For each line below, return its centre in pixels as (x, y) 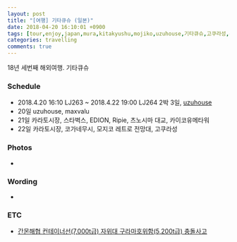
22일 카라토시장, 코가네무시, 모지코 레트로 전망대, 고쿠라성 (97, 129)
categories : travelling (42, 40)
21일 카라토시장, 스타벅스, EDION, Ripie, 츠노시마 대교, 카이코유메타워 (114, 120)
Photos (20, 147)
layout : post (26, 14)
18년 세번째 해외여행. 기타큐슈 (48, 67)
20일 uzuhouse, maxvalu (53, 111)
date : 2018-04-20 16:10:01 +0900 (56, 27)
